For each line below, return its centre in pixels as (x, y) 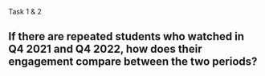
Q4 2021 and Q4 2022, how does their (105, 49)
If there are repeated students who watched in (126, 36)
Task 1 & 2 (25, 12)
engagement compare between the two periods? (133, 62)
